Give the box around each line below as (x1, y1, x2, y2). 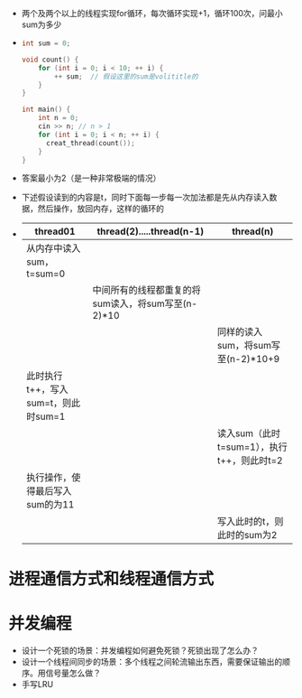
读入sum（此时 (216, 427, 281, 440)
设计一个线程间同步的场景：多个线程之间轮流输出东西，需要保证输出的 (21, 656, 283, 666)
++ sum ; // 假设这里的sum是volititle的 (54, 71, 199, 81)
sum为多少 (21, 19, 62, 30)
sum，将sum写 (216, 340, 281, 352)
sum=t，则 (25, 396, 72, 409)
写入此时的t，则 (216, 516, 284, 528)
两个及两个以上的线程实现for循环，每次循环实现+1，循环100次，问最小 (21, 8, 283, 18)
